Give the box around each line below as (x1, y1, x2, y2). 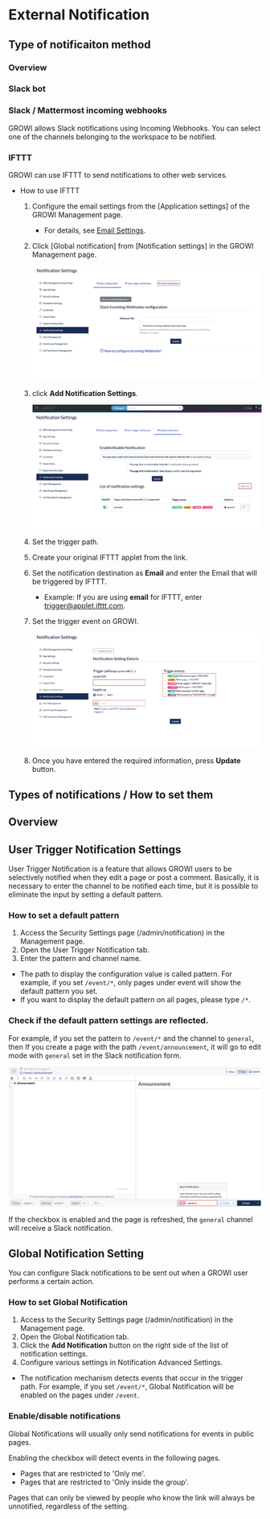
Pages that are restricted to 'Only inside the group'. (19, 1477, 190, 1487)
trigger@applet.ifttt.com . (43, 601, 126, 610)
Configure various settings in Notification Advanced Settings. (19, 1358, 223, 1368)
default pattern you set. (19, 986, 98, 996)
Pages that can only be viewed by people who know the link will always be (8, 1492, 256, 1502)
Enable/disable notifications (8, 1410, 121, 1422)
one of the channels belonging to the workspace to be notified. (8, 131, 217, 142)
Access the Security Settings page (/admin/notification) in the (19, 928, 225, 938)
